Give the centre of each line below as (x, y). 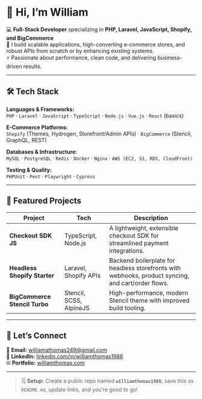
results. (32, 66)
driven (14, 66)
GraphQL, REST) (26, 140)
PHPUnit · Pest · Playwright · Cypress (51, 176)
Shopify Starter (32, 275)
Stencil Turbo (29, 304)
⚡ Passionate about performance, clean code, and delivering (81, 57)
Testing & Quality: (29, 170)
